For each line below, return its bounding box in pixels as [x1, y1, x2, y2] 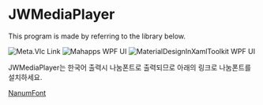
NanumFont [8, 88, 47, 97]
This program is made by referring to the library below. [8, 31, 186, 41]
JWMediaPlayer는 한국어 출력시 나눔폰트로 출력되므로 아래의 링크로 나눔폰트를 [8, 63, 251, 72]
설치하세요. [8, 72, 43, 81]
